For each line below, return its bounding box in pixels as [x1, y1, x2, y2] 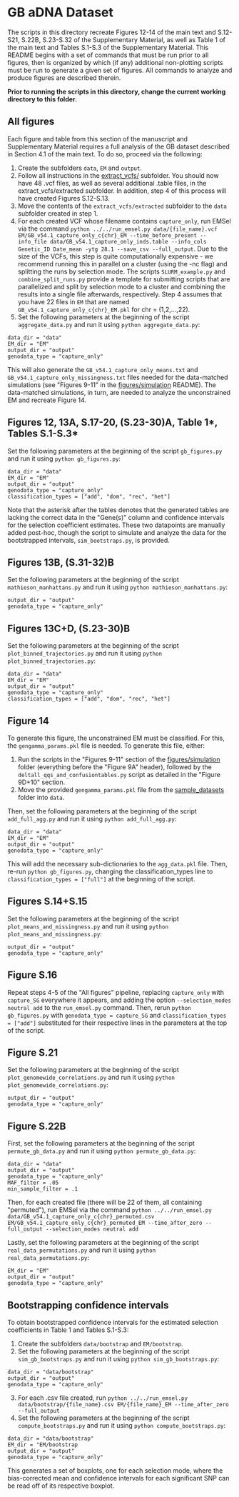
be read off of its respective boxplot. [7, 1481, 115, 1490]
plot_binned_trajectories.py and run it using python [7, 649, 163, 658]
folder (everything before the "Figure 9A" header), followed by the [17, 763, 212, 771]
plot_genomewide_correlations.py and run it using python [7, 1073, 175, 1082]
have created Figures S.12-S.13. [17, 194, 111, 202]
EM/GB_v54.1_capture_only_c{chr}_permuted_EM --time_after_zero [7, 1219, 203, 1227]
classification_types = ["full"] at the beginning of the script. [7, 875, 195, 883]
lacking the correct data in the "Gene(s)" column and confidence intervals [7, 513, 225, 521]
